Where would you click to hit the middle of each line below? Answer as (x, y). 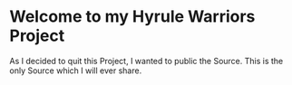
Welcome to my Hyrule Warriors (132, 17)
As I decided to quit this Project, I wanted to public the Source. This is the (146, 61)
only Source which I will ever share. (76, 71)
